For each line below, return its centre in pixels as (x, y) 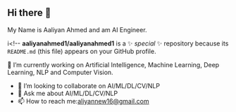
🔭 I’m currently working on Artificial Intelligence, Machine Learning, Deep (113, 64)
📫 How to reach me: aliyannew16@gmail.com (83, 101)
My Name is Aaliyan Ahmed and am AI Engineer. (77, 29)
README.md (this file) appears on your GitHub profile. (82, 51)
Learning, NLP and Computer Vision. (61, 72)
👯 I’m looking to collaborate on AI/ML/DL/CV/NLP (89, 85)
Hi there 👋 (29, 13)
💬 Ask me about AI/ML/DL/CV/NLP (68, 93)
